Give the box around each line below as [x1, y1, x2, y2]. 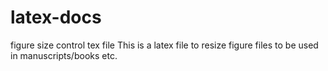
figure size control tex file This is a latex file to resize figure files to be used [10, 39, 319, 51]
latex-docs [10, 6, 102, 29]
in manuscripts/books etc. [10, 49, 118, 61]
